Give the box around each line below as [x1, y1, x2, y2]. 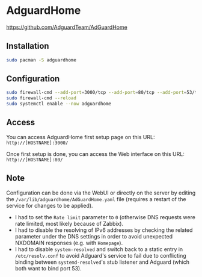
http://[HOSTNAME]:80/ [6, 157, 63, 163]
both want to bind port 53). [14, 264, 82, 272]
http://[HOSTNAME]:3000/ [6, 140, 69, 146]
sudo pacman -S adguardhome [6, 57, 77, 63]
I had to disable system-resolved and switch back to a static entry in [14, 245, 183, 253]
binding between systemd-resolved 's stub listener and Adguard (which [14, 258, 189, 266]
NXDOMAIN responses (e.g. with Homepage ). [14, 239, 123, 246]
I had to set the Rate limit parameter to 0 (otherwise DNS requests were [14, 213, 195, 220]
